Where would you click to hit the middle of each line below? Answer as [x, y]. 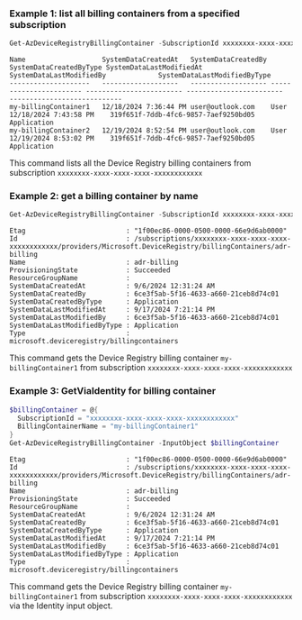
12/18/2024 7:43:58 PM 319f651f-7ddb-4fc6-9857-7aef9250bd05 [132, 115]
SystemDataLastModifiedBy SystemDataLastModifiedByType [140, 76]
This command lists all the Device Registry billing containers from [130, 163]
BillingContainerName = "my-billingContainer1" [108, 426]
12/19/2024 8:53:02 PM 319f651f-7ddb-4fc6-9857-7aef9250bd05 [132, 139]
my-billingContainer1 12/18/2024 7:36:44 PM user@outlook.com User [148, 107]
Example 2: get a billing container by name [104, 196]
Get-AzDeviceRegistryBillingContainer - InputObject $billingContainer [144, 443]
